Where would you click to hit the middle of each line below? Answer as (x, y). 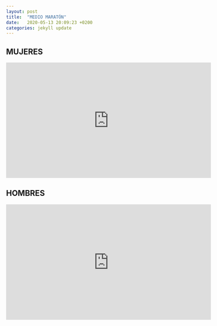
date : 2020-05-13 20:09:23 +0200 (49, 22)
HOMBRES (25, 193)
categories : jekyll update (39, 28)
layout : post (22, 11)
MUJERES (25, 51)
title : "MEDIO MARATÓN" (36, 17)
